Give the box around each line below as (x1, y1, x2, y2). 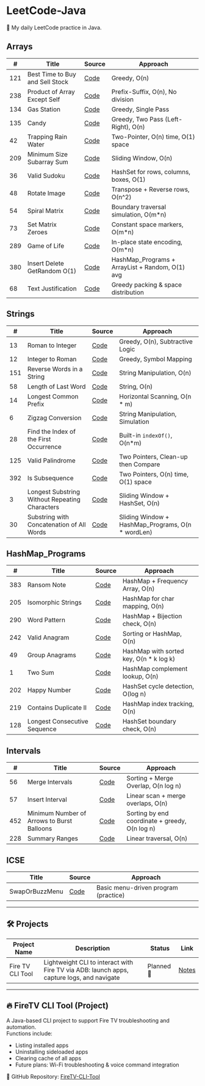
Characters (27, 503, 60, 511)
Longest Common (27, 392, 79, 400)
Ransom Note (27, 581, 67, 589)
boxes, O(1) (111, 175, 146, 184)
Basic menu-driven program (96, 883, 178, 891)
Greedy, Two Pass (111, 115, 164, 123)
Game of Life (27, 242, 65, 250)
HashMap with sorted (122, 647, 184, 656)
